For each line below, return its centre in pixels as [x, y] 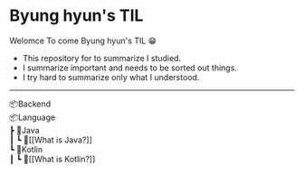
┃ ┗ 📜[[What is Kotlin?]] [52, 159]
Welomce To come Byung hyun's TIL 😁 [83, 41]
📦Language [33, 117]
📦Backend [30, 104]
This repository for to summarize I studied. [102, 58]
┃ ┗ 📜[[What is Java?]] [51, 140]
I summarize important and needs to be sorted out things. [130, 68]
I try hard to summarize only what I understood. [111, 77]
